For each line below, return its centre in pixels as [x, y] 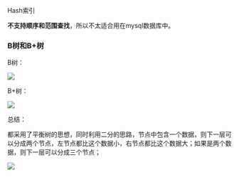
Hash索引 [21, 10]
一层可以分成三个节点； [66, 152]
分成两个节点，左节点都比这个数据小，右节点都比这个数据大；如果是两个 [119, 144]
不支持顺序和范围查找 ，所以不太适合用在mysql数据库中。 [91, 26]
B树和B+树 [26, 45]
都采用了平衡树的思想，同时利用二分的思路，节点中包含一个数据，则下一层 [116, 134]
